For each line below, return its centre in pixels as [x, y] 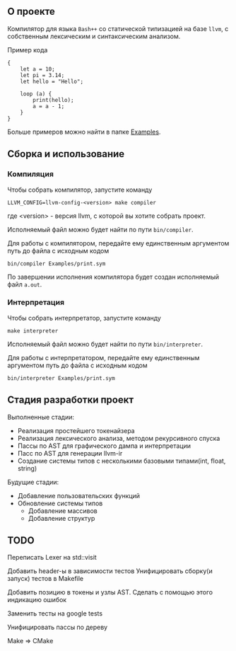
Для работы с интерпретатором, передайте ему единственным [104, 357]
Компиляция [31, 174]
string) [27, 468]
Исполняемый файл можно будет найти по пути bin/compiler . [100, 229]
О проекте [31, 12]
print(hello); [53, 100]
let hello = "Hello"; [52, 81]
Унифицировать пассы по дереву [58, 627]
